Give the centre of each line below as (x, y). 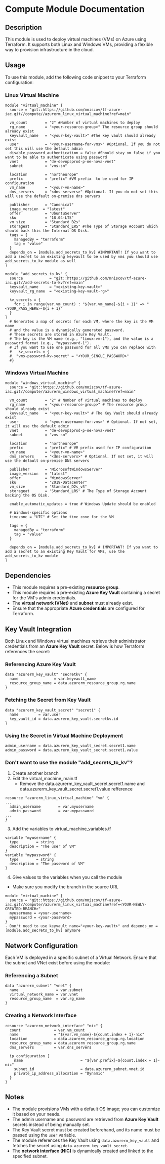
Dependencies (28, 575)
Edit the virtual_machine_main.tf (45, 779)
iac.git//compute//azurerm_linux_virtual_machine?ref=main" (68, 114)
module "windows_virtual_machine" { (43, 383)
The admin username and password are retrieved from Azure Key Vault (85, 1120)
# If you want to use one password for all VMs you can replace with (82, 348)
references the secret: (28, 652)
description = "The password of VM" (47, 864)
